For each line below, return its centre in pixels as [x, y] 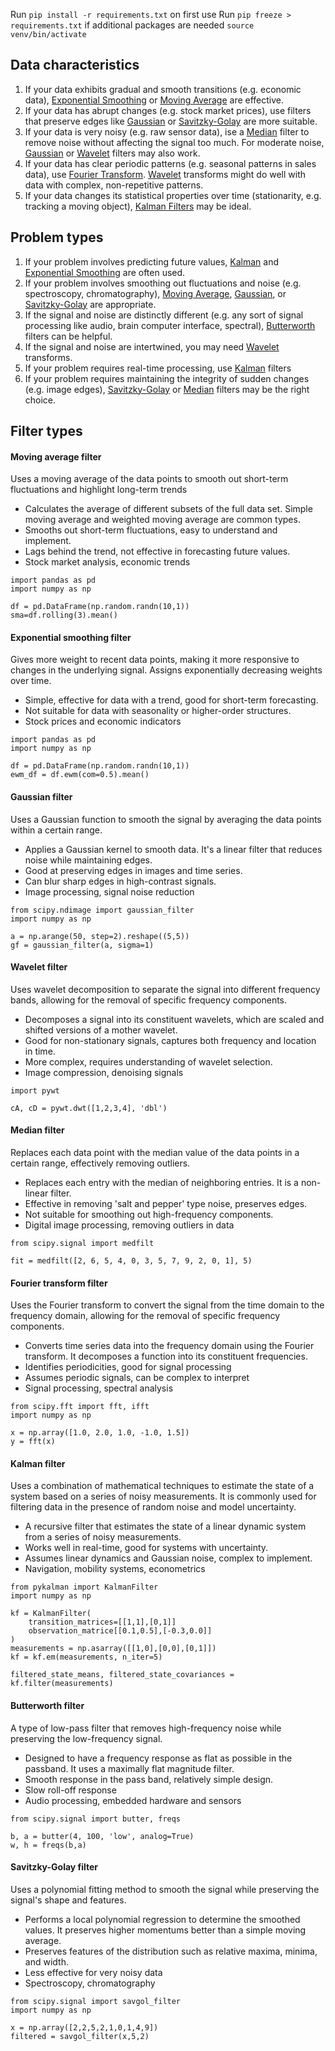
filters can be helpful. [68, 336]
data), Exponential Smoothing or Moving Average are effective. [154, 100]
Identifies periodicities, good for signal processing [128, 1367]
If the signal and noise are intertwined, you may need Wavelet [152, 346]
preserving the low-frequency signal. [86, 1738]
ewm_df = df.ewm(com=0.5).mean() [80, 775]
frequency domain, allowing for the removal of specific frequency [145, 1316]
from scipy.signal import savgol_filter [96, 2001]
